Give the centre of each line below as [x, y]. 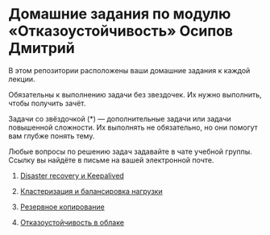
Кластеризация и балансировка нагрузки [91, 191]
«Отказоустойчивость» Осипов [121, 31]
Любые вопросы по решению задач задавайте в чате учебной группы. [130, 151]
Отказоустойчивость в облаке [72, 222]
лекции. [22, 79]
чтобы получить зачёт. [47, 103]
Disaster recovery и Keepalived [72, 175]
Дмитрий [42, 48]
